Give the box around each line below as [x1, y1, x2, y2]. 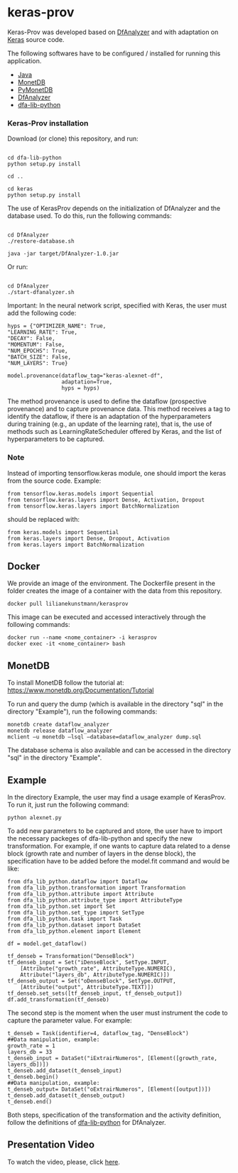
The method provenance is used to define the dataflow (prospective [7, 397, 207, 405]
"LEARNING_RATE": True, [7, 329, 78, 336]
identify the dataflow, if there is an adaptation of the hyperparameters [7, 413, 211, 421]
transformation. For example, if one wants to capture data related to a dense [7, 841, 231, 850]
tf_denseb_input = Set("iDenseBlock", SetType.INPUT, [7, 959, 171, 966]
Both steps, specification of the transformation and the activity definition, [7, 1111, 222, 1119]
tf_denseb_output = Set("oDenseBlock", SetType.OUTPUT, [7, 977, 176, 984]
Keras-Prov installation [7, 118, 89, 128]
